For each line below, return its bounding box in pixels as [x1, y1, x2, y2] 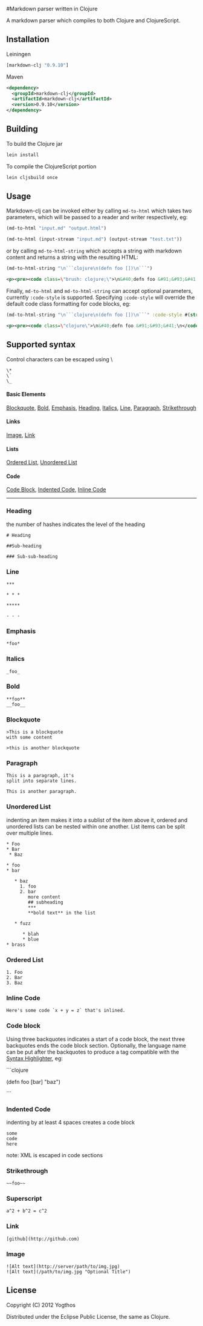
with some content [6, 735, 53, 741]
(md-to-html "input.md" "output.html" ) [6, 225, 107, 232]
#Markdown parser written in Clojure [6, 5, 98, 12]
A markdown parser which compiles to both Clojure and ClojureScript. [6, 17, 181, 24]
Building [6, 124, 38, 134]
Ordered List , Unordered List [6, 459, 77, 466]
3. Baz [6, 980, 23, 986]
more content [28, 894, 61, 900]
